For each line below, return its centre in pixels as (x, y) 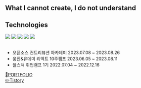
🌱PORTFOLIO (19, 75)
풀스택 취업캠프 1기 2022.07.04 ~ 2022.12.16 (56, 65)
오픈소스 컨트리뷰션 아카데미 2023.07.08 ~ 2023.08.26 (66, 53)
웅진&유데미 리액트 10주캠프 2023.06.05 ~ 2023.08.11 (65, 59)
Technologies (27, 25)
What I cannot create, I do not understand (70, 8)
